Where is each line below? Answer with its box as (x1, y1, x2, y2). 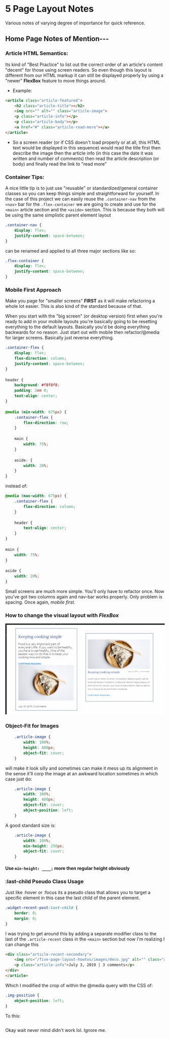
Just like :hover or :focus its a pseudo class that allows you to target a (5, 890, 151, 896)
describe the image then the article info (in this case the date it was (12, 150, 153, 156)
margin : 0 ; (14, 916, 37, 921)
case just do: (5, 776, 32, 782)
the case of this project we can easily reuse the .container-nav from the (5, 196, 156, 202)
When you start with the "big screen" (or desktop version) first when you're (5, 313, 163, 319)
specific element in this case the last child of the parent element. (5, 895, 140, 901)
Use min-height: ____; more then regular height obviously (5, 865, 130, 871)
